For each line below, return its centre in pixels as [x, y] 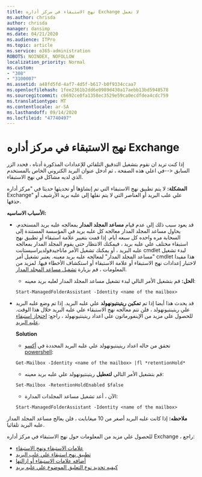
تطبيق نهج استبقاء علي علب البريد [53, 455]
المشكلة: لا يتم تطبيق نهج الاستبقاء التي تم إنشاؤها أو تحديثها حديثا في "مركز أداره [97, 189]
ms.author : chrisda [31, 17]
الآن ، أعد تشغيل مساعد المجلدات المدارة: [71, 396]
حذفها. [14, 201]
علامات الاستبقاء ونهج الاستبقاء [49, 448]
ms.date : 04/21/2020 [33, 34]
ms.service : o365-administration [49, 51]
